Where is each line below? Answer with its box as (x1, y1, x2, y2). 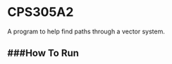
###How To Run (7, 47, 80, 59)
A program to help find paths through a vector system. (7, 27, 166, 35)
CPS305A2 (7, 4, 74, 20)
